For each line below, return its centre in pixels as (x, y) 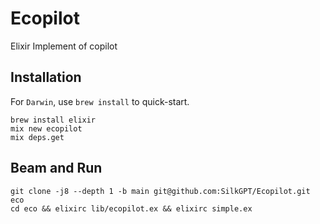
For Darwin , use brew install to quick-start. (100, 101)
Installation (46, 77)
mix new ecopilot (46, 128)
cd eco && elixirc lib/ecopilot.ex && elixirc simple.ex (131, 208)
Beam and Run (56, 168)
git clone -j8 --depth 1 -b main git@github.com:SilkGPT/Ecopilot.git (160, 191)
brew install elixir (53, 120)
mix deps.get (37, 137)
